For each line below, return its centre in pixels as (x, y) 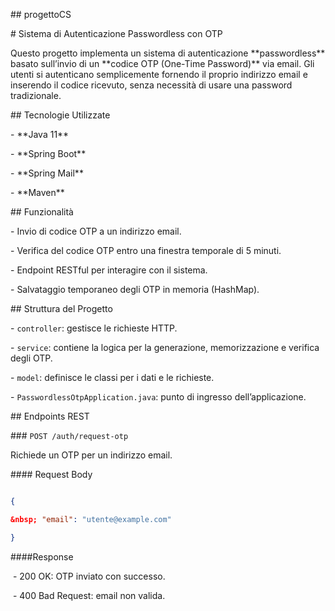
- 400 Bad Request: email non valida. (89, 595)
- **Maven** (37, 192)
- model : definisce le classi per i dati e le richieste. (112, 377)
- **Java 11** (40, 134)
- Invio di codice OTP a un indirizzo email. (96, 231)
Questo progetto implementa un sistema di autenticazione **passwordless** (168, 53)
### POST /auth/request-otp (69, 435)
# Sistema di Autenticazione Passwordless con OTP (116, 33)
